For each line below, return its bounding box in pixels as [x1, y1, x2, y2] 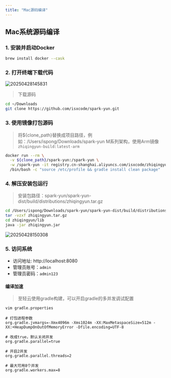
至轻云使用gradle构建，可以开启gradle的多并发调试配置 [17, 295, 134, 302]
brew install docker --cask [5, 56, 65, 61]
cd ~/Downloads [5, 101, 38, 107]
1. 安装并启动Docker [5, 44, 55, 51]
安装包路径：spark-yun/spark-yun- [17, 193, 92, 199]
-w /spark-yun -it [10, 163, 49, 168]
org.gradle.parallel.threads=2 [5, 354, 72, 359]
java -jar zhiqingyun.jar [5, 222, 60, 227]
